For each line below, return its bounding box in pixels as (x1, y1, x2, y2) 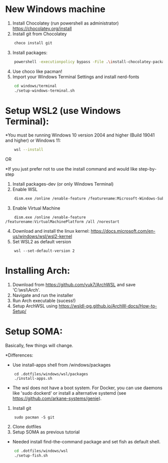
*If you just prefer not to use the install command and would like (5, 166, 137, 172)
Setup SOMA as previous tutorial (12, 429, 80, 435)
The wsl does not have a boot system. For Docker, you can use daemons (12, 385, 162, 391)
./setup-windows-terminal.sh (14, 88, 75, 93)
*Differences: (5, 352, 33, 358)
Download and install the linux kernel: (12, 228, 90, 234)
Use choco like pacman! (12, 68, 62, 74)
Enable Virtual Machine (12, 205, 60, 211)
